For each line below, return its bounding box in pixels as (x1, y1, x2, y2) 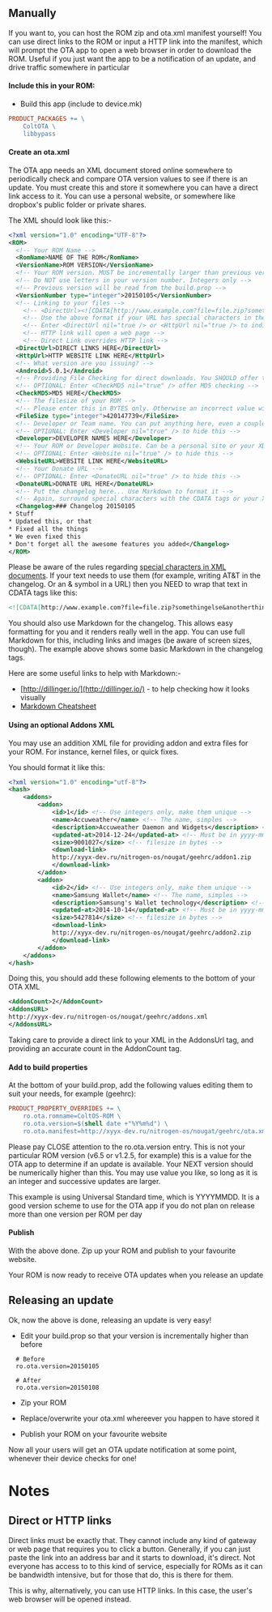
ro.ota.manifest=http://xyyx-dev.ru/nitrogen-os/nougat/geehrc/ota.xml (23, 1127, 270, 1135)
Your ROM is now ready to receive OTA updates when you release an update (8, 1270, 264, 1280)
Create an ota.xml (8, 148, 70, 157)
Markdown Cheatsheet (19, 701, 97, 712)
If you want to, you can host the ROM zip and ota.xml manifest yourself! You (8, 28, 262, 37)
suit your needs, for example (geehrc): (8, 1089, 136, 1099)
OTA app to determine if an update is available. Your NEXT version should (8, 1159, 253, 1169)
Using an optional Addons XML (8, 720, 115, 729)
